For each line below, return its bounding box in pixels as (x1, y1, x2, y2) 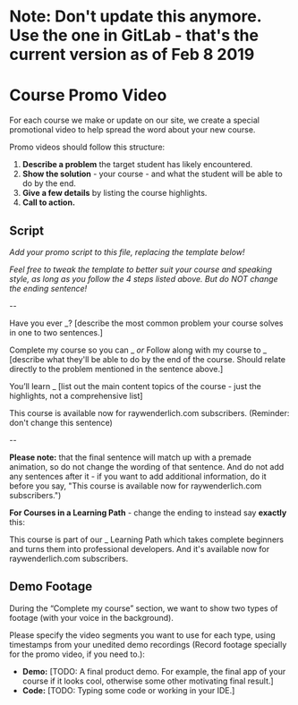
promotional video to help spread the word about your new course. (9, 124, 256, 135)
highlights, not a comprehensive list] (9, 390, 143, 401)
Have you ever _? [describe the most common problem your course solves (9, 318, 284, 328)
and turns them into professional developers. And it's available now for (9, 543, 270, 554)
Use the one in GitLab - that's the (9, 25, 260, 46)
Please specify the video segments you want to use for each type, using (9, 629, 276, 641)
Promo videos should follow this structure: (9, 141, 166, 153)
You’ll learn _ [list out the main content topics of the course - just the (9, 380, 261, 391)
